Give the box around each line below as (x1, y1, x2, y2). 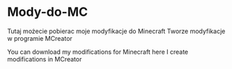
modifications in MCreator (7, 55, 82, 63)
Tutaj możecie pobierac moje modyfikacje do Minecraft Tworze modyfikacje (7, 27, 226, 35)
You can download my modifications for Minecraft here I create (7, 48, 189, 56)
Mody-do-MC (7, 4, 88, 20)
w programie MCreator (7, 34, 73, 42)
